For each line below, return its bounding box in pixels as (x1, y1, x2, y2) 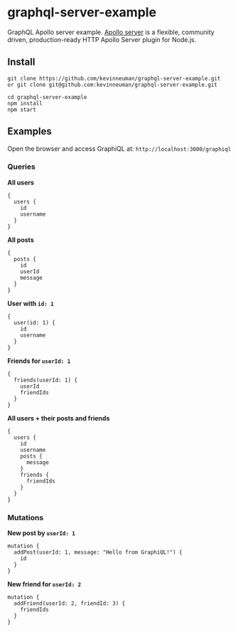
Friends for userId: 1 (7, 357, 71, 365)
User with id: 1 (7, 299, 55, 307)
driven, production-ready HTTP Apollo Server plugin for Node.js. (7, 35, 197, 43)
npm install (7, 100, 43, 107)
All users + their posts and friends (7, 414, 110, 422)
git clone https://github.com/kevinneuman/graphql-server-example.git (7, 75, 221, 82)
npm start (7, 106, 37, 113)
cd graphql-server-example (7, 93, 87, 100)
